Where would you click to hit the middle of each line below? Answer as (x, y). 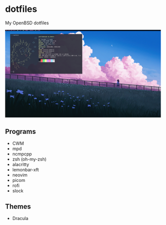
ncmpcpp (22, 154)
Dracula (20, 219)
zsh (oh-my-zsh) (29, 159)
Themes (18, 206)
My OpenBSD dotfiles (27, 23)
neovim (20, 175)
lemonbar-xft (25, 170)
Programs (21, 132)
